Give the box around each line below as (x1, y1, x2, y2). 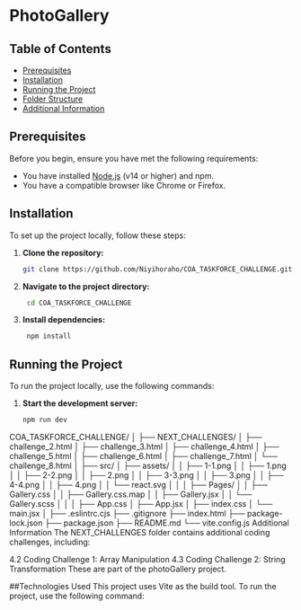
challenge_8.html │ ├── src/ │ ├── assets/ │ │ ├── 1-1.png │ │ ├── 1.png (9, 460, 287, 471)
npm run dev (22, 415, 67, 425)
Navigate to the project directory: (22, 280, 150, 292)
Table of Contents (9, 41, 112, 57)
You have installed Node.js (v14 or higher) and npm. (22, 170, 214, 181)
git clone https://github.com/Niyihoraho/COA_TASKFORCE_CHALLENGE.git (22, 264, 293, 274)
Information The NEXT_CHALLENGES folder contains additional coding (9, 526, 270, 537)
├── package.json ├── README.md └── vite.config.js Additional (44, 517, 289, 528)
